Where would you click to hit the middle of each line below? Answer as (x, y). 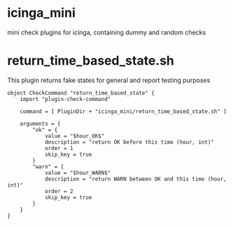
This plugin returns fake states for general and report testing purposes (109, 80)
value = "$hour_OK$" (75, 136)
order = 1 (59, 148)
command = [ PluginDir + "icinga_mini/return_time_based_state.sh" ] (123, 111)
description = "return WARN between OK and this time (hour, (136, 179)
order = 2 (59, 191)
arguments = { (40, 124)
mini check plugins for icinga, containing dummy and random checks (107, 32)
